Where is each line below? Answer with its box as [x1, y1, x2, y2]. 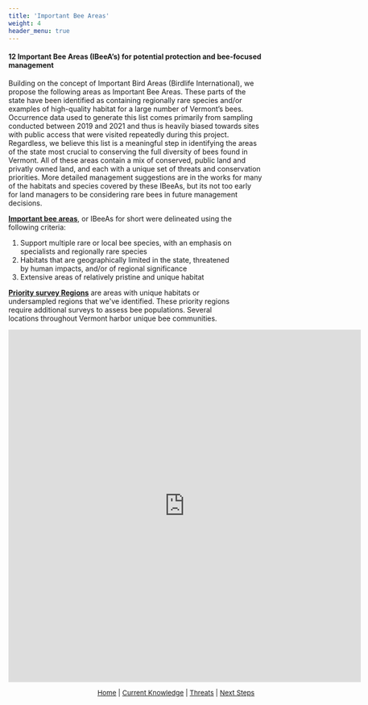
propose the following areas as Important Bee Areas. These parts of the [8, 86, 246, 97]
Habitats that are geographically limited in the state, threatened [19, 255, 229, 264]
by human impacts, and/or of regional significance [19, 263, 188, 273]
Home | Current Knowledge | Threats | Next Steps [97, 688, 255, 697]
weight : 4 [8, 19, 42, 27]
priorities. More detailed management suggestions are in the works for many [8, 172, 263, 182]
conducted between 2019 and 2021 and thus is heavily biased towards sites [8, 121, 259, 131]
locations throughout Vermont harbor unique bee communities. [8, 313, 217, 323]
